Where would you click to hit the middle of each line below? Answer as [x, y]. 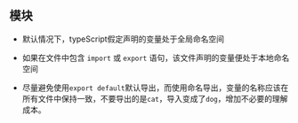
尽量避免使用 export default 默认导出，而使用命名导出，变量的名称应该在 [155, 88]
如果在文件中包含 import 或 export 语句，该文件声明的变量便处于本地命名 [156, 58]
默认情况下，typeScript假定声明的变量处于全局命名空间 [123, 39]
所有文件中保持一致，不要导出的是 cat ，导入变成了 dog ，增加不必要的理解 [155, 98]
